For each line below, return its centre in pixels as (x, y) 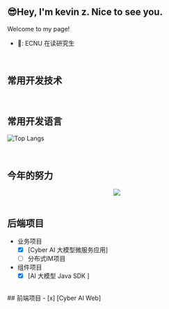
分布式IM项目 (47, 259)
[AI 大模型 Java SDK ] (58, 276)
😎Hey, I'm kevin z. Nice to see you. (85, 12)
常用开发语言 (35, 122)
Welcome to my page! (39, 28)
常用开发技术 (35, 81)
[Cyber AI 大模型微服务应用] (68, 250)
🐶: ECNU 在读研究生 (46, 43)
